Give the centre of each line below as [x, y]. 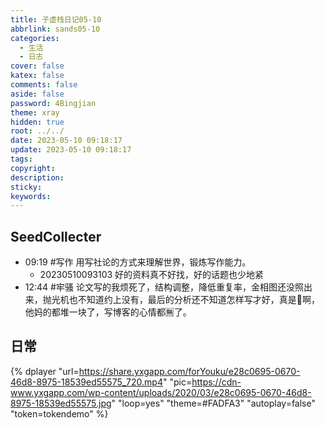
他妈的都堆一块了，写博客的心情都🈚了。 [108, 312]
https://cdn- [216, 382]
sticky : [26, 187]
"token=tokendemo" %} [59, 413]
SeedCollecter [56, 236]
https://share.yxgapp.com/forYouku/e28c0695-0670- [189, 371]
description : [37, 177]
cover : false [37, 66]
